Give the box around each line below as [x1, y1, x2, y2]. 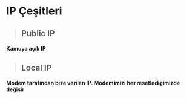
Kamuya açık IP [6, 45, 47, 53]
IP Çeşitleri [6, 4, 62, 18]
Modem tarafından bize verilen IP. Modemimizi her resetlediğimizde [6, 80, 181, 87]
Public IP [21, 28, 55, 39]
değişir [6, 86, 25, 93]
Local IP [21, 62, 52, 73]
